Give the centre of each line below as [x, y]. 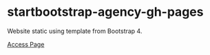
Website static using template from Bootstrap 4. [75, 31]
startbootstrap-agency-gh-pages [105, 12]
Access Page [26, 44]
